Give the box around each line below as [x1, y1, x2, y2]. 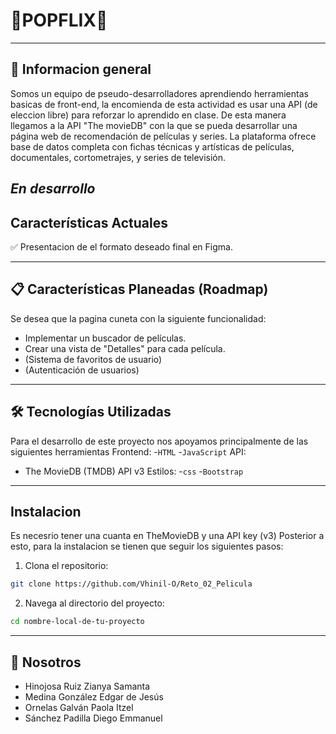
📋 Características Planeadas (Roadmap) [10, 281, 269, 298]
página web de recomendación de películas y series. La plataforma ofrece [10, 130, 317, 142]
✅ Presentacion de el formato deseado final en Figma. [10, 240, 233, 253]
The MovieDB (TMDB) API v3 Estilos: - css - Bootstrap [24, 465, 244, 477]
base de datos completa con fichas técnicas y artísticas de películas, [10, 140, 295, 153]
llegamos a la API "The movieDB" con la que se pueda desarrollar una [10, 119, 298, 131]
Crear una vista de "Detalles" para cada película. [24, 342, 226, 354]
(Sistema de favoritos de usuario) [24, 353, 163, 365]
